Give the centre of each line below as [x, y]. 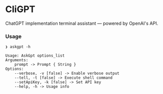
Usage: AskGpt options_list [35, 56]
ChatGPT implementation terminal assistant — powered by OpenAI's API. [82, 23]
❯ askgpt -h [18, 47]
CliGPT [20, 9]
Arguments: [17, 60]
